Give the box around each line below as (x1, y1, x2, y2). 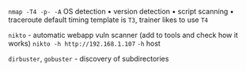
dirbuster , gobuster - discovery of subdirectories (8, 54, 169, 63)
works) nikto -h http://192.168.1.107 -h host (8, 39, 161, 48)
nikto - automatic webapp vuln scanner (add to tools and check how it (8, 31, 239, 39)
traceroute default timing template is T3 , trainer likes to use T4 (8, 15, 209, 24)
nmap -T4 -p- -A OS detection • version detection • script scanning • (8, 7, 235, 16)
